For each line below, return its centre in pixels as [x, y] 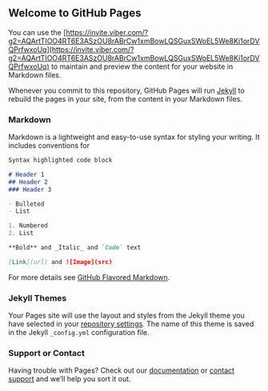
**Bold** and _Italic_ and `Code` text [75, 248]
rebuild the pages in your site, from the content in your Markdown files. [125, 98]
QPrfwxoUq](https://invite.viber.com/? [71, 49]
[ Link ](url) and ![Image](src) [60, 262]
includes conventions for [49, 146]
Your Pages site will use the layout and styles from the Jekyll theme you [127, 316]
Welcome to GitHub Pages [75, 13]
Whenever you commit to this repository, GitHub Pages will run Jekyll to [127, 90]
